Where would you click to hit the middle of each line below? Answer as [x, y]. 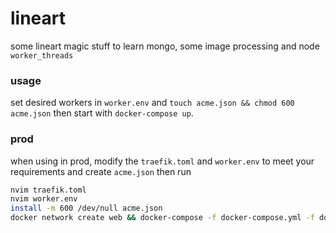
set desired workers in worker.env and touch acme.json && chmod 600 [152, 103]
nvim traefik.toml [48, 190]
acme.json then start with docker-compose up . [102, 113]
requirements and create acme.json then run [101, 171]
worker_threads [42, 55]
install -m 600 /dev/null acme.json [86, 208]
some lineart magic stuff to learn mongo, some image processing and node [165, 46]
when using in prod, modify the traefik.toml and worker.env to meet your [162, 161]
